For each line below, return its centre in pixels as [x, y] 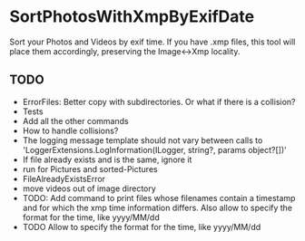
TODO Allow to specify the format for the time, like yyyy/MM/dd [142, 227]
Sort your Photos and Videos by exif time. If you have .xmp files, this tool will [152, 42]
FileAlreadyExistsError [64, 178]
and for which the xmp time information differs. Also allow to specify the [157, 207]
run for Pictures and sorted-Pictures [90, 169]
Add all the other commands [75, 120]
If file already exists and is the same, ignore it [107, 159]
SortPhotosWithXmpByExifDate [132, 17]
